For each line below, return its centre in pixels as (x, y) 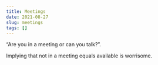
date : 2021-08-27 (27, 17)
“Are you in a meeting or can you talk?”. (54, 45)
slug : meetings (25, 22)
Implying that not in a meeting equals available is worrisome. (79, 56)
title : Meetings (26, 11)
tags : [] (17, 28)
